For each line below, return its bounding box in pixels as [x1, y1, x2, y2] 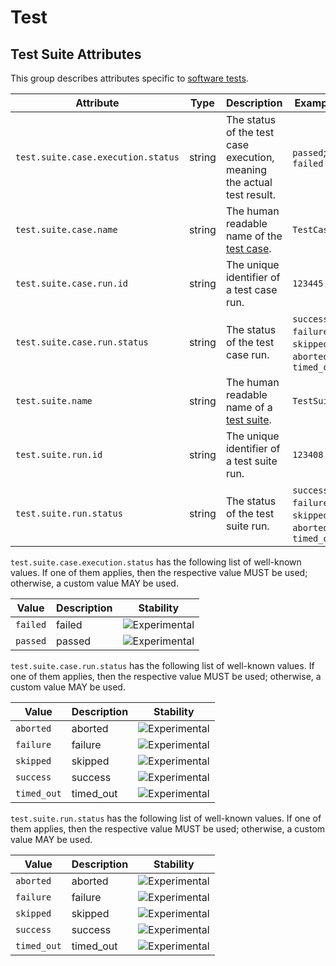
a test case [225, 283, 278, 296]
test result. [225, 188, 276, 201]
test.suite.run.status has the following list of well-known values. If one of [10, 812, 322, 824]
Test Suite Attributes [10, 46, 142, 63]
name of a [225, 401, 273, 414]
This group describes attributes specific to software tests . [10, 72, 249, 84]
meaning [225, 163, 267, 176]
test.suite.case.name [15, 224, 118, 235]
